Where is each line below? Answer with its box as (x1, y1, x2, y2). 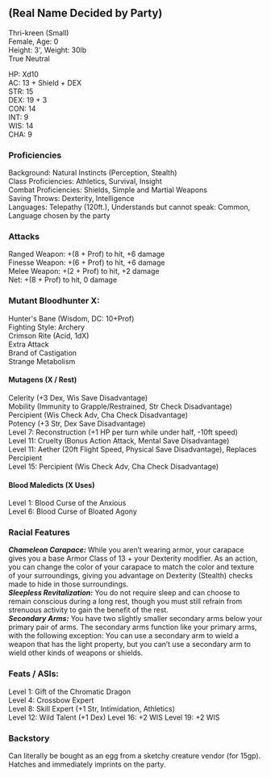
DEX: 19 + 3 (8, 94, 48, 104)
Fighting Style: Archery (8, 322, 85, 332)
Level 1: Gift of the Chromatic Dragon (8, 687, 131, 696)
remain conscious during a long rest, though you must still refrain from (8, 597, 243, 607)
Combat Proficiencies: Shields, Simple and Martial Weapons (8, 185, 208, 195)
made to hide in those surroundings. (8, 579, 129, 589)
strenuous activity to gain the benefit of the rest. (8, 605, 169, 615)
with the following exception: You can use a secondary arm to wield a (8, 631, 240, 640)
